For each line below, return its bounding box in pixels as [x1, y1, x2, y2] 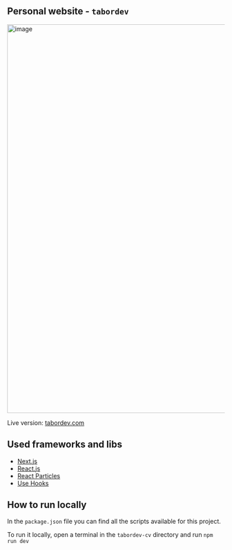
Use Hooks [17, 479, 49, 487]
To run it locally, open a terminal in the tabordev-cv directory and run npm [7, 531, 213, 539]
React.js [17, 464, 41, 473]
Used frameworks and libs [7, 439, 123, 451]
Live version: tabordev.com [7, 418, 85, 427]
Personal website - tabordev [7, 6, 129, 17]
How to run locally [7, 499, 87, 511]
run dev [7, 538, 30, 545]
